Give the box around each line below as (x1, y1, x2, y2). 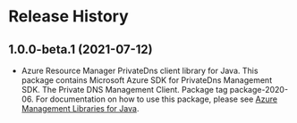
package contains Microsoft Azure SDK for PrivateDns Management (21, 75, 273, 86)
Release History (8, 6, 129, 27)
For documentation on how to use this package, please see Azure (35, 94, 278, 104)
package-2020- (229, 85, 288, 94)
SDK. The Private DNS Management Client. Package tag (21, 85, 228, 94)
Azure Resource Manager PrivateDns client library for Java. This (21, 65, 259, 76)
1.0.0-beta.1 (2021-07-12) (8, 42, 153, 57)
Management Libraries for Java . (21, 103, 140, 113)
